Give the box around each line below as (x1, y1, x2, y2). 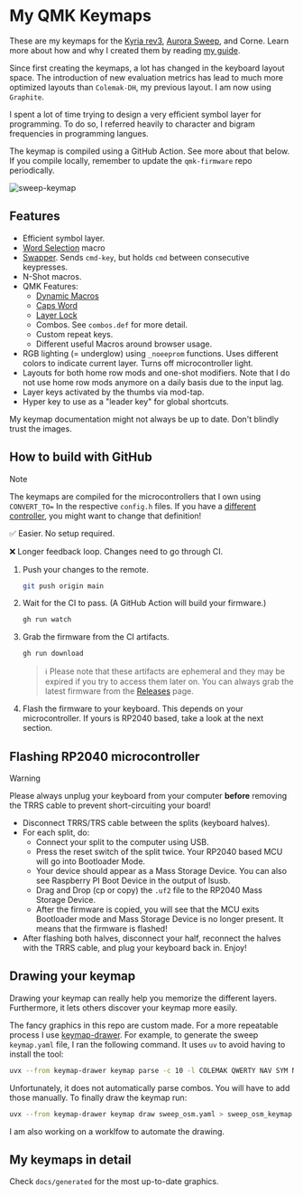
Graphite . (9, 91, 45, 102)
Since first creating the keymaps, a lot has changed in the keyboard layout (9, 62, 285, 73)
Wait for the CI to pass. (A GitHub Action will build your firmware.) (22, 598, 267, 609)
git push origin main (22, 581, 104, 591)
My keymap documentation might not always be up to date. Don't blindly (9, 413, 280, 424)
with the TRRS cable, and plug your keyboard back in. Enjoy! (22, 943, 247, 953)
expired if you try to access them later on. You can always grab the (44, 676, 294, 688)
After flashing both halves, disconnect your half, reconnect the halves (22, 933, 281, 944)
